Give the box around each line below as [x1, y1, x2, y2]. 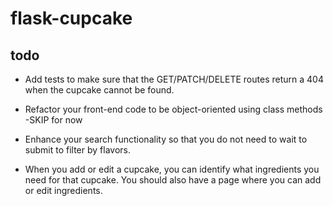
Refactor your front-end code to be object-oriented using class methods [24, 103, 323, 115]
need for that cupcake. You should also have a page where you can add [24, 174, 322, 186]
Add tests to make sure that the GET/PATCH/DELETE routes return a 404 [24, 73, 324, 85]
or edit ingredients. [24, 185, 103, 196]
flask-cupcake [10, 7, 133, 30]
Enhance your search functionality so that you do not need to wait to [24, 133, 308, 145]
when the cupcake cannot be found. [24, 84, 175, 96]
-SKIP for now [24, 114, 83, 126]
